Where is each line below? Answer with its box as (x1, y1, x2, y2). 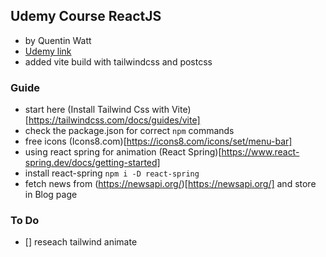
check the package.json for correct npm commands (24, 125, 235, 137)
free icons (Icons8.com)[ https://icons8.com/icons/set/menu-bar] (24, 135, 293, 148)
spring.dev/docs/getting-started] (24, 157, 161, 169)
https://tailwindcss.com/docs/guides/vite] (28, 114, 201, 126)
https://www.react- (221, 146, 300, 158)
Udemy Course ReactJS (10, 8, 162, 25)
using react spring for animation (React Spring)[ (24, 146, 222, 158)
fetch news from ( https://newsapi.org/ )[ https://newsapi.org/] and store (24, 178, 317, 190)
